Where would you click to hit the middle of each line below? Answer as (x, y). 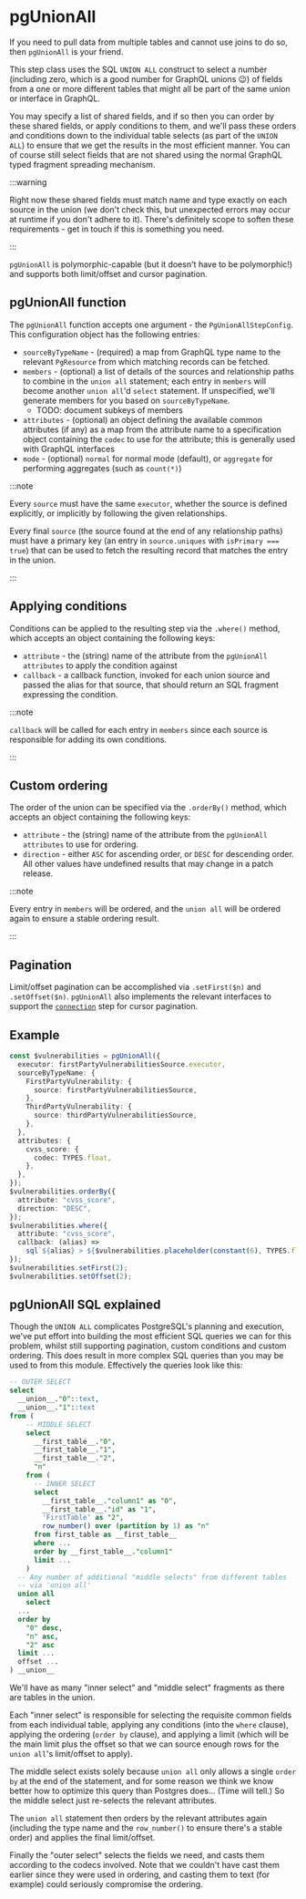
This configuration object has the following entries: (105, 334)
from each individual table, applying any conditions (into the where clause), (149, 1725)
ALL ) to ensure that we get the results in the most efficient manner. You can (150, 145)
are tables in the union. (52, 1698)
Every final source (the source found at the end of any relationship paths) (146, 531)
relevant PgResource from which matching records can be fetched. (146, 361)
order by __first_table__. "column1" (103, 1552)
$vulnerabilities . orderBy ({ (63, 1192)
